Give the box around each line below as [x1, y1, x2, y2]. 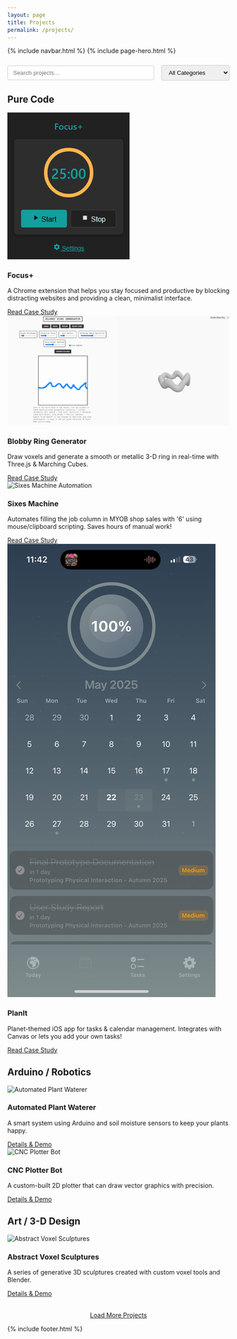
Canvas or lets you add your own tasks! [7, 1032, 122, 1040]
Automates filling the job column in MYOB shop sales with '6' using [7, 515, 202, 523]
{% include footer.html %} [7, 1325, 83, 1333]
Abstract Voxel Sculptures [7, 1252, 99, 1262]
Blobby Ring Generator [7, 436, 87, 446]
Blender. [7, 1275, 32, 1284]
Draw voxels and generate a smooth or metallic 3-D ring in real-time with [7, 452, 219, 461]
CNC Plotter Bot [7, 1165, 63, 1175]
